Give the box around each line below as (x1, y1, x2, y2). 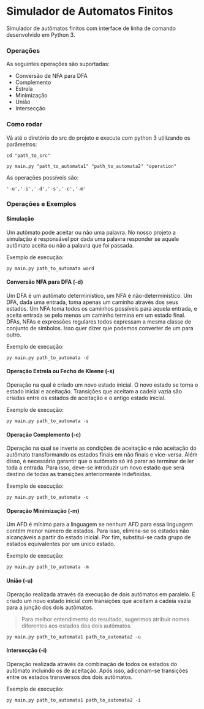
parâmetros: (6, 140, 37, 148)
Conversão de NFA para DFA (15, 72, 88, 80)
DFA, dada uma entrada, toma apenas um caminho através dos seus (6, 298, 179, 306)
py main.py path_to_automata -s (6, 418, 89, 424)
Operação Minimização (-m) (6, 507, 80, 514)
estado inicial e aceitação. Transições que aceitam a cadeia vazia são (6, 388, 183, 395)
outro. (6, 331, 21, 338)
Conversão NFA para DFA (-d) (6, 278, 83, 286)
